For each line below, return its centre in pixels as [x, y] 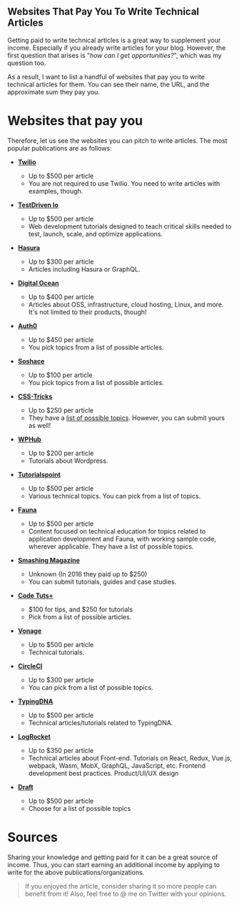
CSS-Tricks [35, 396]
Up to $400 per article [61, 296]
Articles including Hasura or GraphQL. [84, 269]
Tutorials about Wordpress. [68, 461]
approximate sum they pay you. [54, 91]
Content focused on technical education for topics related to [117, 531]
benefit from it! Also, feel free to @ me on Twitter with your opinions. [126, 894]
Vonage [30, 631]
